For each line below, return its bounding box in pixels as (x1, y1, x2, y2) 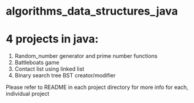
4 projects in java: (6, 32, 99, 46)
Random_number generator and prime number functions (14, 52, 158, 60)
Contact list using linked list (14, 65, 85, 73)
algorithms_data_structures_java (6, 4, 179, 18)
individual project (6, 90, 50, 98)
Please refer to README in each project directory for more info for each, (6, 83, 188, 91)
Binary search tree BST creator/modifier (14, 72, 116, 79)
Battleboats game (14, 59, 60, 66)
